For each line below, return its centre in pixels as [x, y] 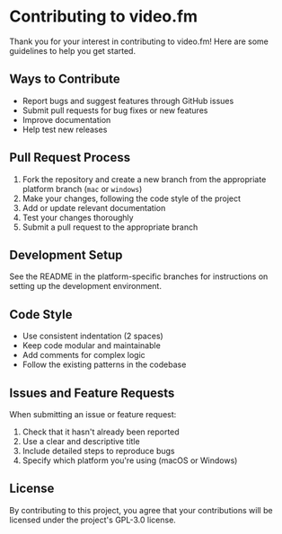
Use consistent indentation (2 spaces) [93, 336]
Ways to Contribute [65, 79]
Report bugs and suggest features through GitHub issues [128, 101]
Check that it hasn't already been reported [101, 432]
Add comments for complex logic [84, 355]
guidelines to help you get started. [73, 50]
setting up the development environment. [85, 286]
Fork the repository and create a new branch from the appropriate [144, 179]
